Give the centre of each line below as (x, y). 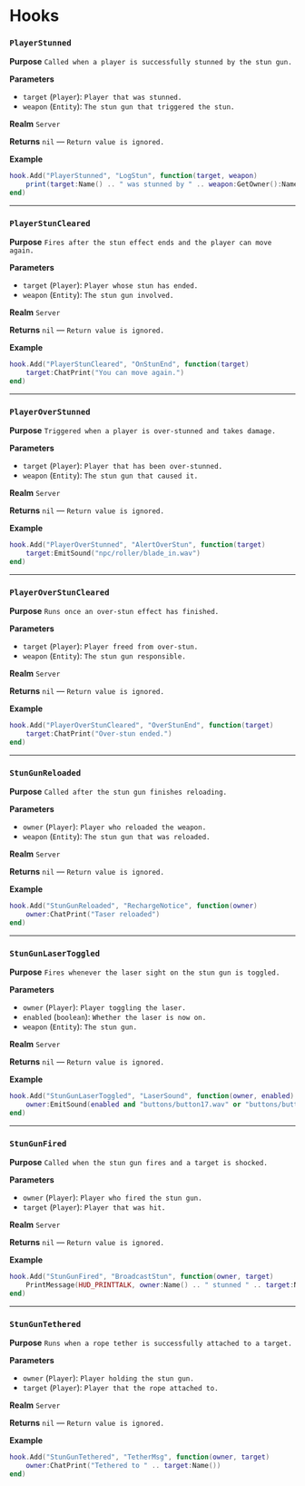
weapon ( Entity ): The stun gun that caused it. (110, 476)
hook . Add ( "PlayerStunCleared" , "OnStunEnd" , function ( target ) (129, 364)
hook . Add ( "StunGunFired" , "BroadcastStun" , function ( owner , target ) (142, 1277)
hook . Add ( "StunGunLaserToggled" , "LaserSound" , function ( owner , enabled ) (152, 1096)
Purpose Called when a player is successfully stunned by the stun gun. (151, 62)
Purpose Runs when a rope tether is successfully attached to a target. (151, 1342)
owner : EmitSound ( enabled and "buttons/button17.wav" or (134, 1105)
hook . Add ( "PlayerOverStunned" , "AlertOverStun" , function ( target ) (138, 545)
